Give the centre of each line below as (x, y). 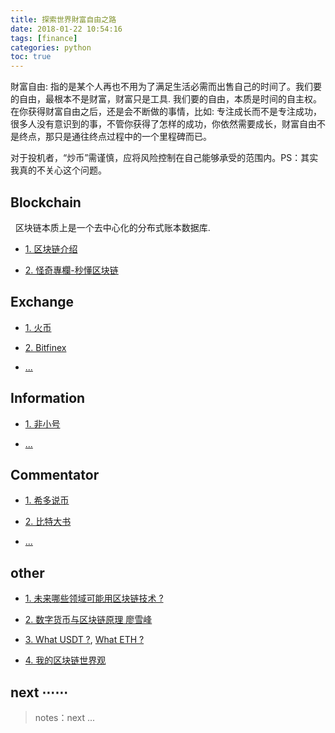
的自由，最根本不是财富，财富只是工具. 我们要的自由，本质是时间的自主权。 (166, 99)
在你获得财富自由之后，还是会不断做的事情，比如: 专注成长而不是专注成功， (166, 112)
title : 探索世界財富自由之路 (63, 19)
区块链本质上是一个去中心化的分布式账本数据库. (112, 227)
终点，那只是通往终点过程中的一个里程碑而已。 (115, 137)
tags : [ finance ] (44, 38)
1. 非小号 (42, 423)
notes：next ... (65, 717)
